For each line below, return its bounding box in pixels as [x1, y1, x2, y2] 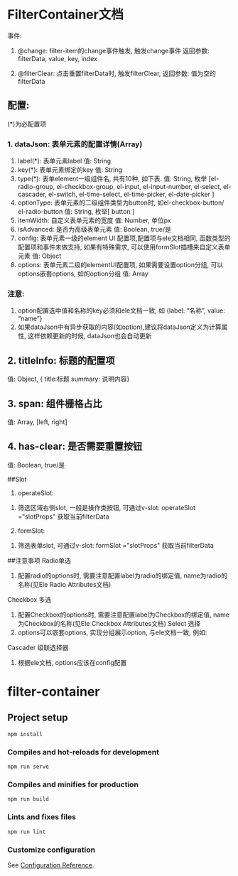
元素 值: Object [17, 252, 62, 260]
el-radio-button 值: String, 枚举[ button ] [17, 207, 135, 216]
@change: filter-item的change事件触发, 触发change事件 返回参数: [17, 46, 210, 55]
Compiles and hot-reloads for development [7, 747, 160, 757]
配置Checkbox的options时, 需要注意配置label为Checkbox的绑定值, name [17, 610, 229, 619]
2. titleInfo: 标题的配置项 [7, 355, 115, 367]
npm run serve [7, 763, 50, 771]
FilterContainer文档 [7, 6, 124, 23]
